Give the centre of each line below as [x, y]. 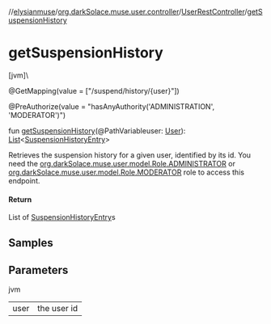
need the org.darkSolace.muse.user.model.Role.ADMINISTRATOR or [122, 163]
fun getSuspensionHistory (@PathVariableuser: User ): [97, 130]
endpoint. [24, 180]
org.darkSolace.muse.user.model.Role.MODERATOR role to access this [127, 172]
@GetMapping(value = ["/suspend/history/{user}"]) [94, 90]
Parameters [38, 270]
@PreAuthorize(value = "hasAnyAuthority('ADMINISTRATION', [112, 106]
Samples [31, 243]
